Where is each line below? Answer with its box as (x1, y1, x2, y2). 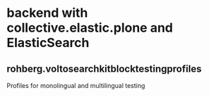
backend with (6, 5, 88, 21)
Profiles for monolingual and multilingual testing (6, 82, 145, 89)
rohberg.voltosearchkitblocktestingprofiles (6, 63, 202, 75)
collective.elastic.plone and (6, 20, 174, 36)
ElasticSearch (6, 35, 90, 51)
